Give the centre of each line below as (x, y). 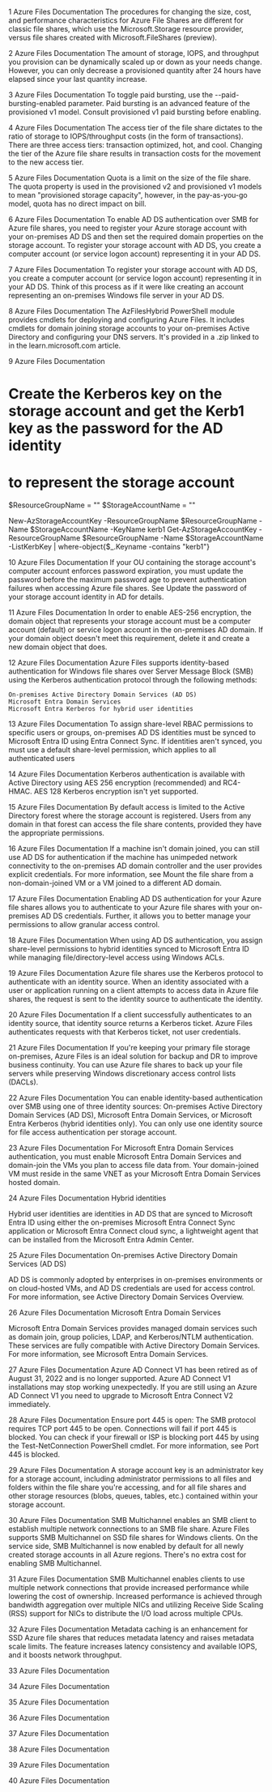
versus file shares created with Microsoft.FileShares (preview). (113, 37)
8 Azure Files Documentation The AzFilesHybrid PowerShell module (122, 311)
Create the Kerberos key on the (115, 394)
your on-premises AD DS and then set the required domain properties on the (136, 237)
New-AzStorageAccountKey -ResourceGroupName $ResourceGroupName (133, 521)
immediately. (30, 1405)
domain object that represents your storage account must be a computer (130, 621)
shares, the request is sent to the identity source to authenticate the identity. (136, 999)
